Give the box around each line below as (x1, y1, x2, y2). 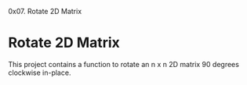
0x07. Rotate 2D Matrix (8, 7, 82, 16)
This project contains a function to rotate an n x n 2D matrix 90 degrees (8, 59, 239, 69)
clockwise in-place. (8, 68, 71, 77)
